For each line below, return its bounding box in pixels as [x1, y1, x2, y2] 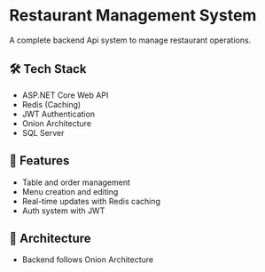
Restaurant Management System [9, 5, 257, 26]
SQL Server [21, 127, 65, 138]
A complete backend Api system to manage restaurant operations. [9, 35, 252, 45]
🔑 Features [9, 153, 70, 169]
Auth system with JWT [21, 205, 105, 216]
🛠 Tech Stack [9, 61, 87, 76]
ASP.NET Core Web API [21, 90, 109, 100]
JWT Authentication [21, 108, 96, 119]
